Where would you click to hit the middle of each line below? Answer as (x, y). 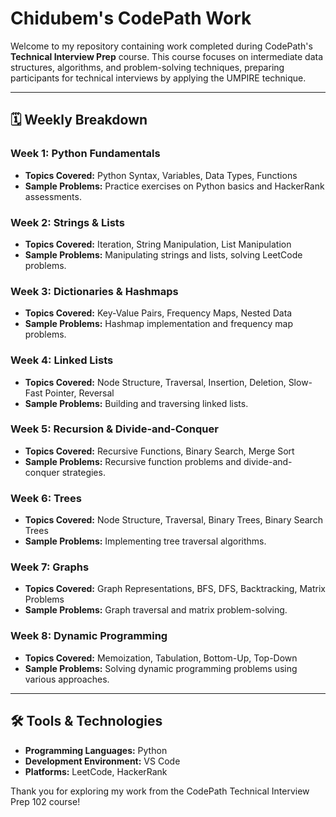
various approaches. (67, 679)
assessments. (53, 196)
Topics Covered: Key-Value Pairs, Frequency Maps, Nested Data (158, 313)
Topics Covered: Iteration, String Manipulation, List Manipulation (158, 244)
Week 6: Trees (46, 498)
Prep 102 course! (45, 801)
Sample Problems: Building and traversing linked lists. (136, 403)
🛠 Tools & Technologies (86, 721)
